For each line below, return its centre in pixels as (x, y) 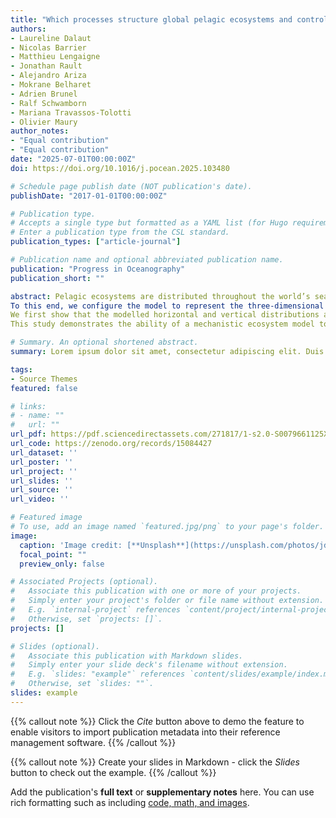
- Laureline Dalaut (51, 38)
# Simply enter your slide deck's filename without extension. (149, 665)
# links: (28, 406)
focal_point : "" (53, 554)
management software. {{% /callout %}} (93, 742)
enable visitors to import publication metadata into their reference (145, 732)
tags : (21, 369)
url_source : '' (42, 490)
